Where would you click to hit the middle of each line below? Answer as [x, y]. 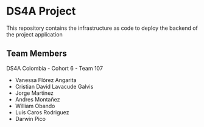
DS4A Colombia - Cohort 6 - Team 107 [55, 68]
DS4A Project [41, 11]
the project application [34, 34]
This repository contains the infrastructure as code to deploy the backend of [102, 28]
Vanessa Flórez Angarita [46, 80]
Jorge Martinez [34, 93]
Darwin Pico [30, 118]
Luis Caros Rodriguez [42, 112]
